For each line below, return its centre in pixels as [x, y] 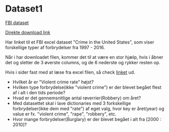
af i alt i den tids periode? [39, 92]
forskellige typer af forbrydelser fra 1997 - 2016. [55, 47]
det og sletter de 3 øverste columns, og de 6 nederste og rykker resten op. [83, 62]
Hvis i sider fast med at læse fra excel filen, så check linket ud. [70, 72]
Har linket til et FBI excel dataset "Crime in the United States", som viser [80, 42]
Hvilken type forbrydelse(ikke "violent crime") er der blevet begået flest [87, 87]
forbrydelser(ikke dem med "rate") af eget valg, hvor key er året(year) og [88, 108]
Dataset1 [24, 9]
